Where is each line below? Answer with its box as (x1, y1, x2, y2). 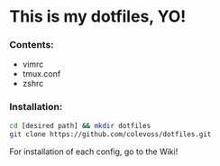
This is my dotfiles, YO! (9, 6, 187, 27)
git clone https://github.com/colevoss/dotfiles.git (9, 129, 212, 139)
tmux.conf (22, 69, 61, 79)
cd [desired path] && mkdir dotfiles (9, 121, 151, 130)
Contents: (9, 39, 54, 51)
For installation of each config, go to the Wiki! (9, 146, 179, 157)
